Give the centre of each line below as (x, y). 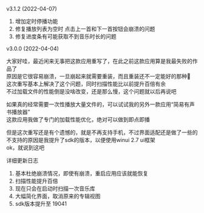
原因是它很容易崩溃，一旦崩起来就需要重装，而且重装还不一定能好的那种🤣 (99, 76)
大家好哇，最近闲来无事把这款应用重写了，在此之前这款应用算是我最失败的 (99, 61)
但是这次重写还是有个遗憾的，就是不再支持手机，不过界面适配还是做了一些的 (102, 132)
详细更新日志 (22, 161)
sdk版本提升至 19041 (41, 204)
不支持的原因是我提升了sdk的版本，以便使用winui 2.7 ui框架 (81, 140)
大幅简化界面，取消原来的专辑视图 (58, 196)
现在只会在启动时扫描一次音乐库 (55, 188)
